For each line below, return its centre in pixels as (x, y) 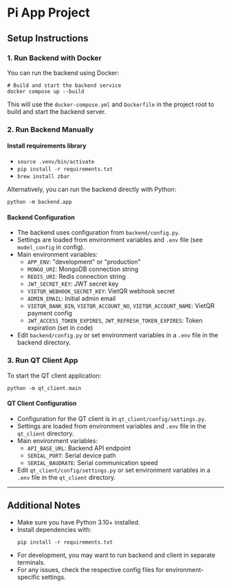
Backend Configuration (41, 217)
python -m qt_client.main (44, 388)
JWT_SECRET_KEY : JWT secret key (73, 284)
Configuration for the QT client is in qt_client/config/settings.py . (111, 418)
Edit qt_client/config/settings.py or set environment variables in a (114, 470)
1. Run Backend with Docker (54, 58)
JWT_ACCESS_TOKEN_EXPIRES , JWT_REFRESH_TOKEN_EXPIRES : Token (115, 321)
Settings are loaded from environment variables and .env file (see (110, 240)
